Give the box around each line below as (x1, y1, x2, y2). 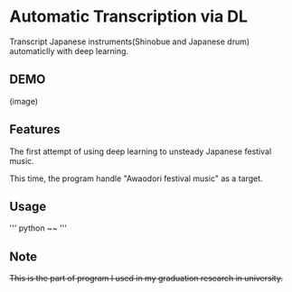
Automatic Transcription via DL (9, 6, 249, 27)
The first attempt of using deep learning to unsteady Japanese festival (9, 146, 272, 157)
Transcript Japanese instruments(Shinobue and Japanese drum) (9, 36, 250, 47)
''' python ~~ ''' (9, 223, 68, 233)
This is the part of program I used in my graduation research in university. (9, 273, 283, 284)
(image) (9, 96, 39, 106)
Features (9, 122, 61, 137)
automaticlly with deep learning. (9, 45, 129, 56)
